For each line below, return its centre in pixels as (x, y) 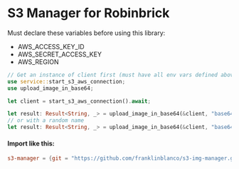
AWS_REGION (38, 61)
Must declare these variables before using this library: (86, 33)
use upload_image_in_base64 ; (51, 88)
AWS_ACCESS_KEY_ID (51, 46)
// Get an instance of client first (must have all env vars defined (113, 75)
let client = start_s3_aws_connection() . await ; (79, 101)
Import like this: (31, 143)
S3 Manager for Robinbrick (89, 13)
